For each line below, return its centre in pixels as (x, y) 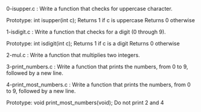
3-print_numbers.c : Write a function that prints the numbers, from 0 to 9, (97, 66)
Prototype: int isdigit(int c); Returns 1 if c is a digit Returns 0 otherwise (93, 43)
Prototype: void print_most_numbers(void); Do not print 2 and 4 (85, 102)
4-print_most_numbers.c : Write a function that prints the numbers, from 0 (99, 84)
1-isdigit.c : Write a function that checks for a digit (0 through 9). (86, 32)
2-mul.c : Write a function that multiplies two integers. (73, 55)
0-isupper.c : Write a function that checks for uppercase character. (90, 9)
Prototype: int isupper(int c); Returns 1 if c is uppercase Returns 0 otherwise (101, 20)
